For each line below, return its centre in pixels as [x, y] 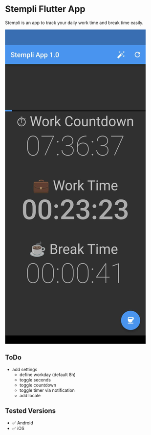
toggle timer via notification [47, 390]
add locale [30, 395]
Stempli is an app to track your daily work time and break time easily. [74, 23]
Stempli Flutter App [45, 9]
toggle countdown [38, 385]
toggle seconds [35, 380]
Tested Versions [31, 411]
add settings [25, 369]
